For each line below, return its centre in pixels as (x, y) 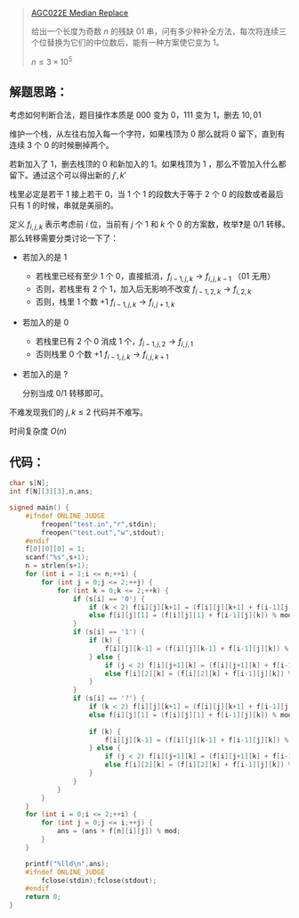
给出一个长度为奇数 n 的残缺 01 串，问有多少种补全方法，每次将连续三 (159, 31)
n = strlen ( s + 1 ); (57, 566)
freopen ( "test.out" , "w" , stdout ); (103, 533)
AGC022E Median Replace (80, 13)
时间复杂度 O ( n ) (38, 431)
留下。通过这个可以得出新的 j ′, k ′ (68, 175)
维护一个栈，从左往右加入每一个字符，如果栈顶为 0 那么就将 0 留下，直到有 (147, 134)
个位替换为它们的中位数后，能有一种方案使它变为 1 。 (127, 42)
